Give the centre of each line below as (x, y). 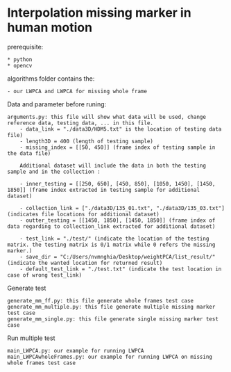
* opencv (20, 65)
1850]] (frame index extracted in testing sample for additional (103, 190)
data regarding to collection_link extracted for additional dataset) (111, 226)
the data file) (29, 153)
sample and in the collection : (54, 172)
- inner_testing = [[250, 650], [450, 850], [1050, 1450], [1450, (118, 184)
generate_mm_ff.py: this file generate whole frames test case (101, 300)
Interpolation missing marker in (100, 13)
